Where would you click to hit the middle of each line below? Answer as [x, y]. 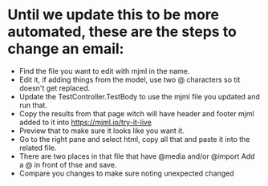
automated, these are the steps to [122, 32]
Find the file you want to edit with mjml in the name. [104, 71]
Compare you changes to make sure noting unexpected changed [126, 173]
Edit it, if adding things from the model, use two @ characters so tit [130, 79]
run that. [33, 105]
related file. [38, 148]
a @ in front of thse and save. [68, 164]
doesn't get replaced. [55, 88]
